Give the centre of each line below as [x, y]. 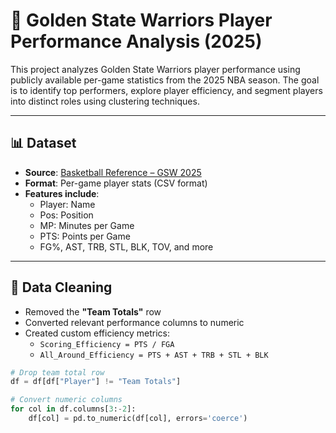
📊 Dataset [43, 143]
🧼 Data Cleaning [61, 287]
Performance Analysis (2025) [136, 41]
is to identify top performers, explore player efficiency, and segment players [166, 90]
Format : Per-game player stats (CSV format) [116, 183]
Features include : [62, 193]
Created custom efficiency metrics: [97, 333]
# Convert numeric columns [66, 400]
